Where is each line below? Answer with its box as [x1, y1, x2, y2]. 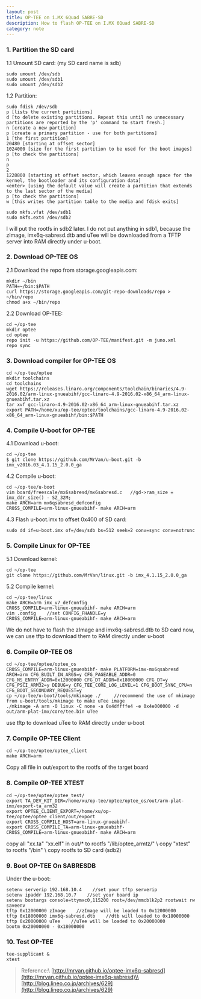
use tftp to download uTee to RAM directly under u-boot [6, 719, 144, 727]
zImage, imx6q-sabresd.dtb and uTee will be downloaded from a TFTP [6, 231, 182, 239]
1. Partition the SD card [6, 46, 74, 54]
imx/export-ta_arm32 [6, 803, 58, 809]
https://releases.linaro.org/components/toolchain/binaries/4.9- [19, 386, 187, 392]
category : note [6, 25, 45, 32]
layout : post [6, 8, 39, 15]
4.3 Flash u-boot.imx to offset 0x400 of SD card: [6, 516, 127, 523]
